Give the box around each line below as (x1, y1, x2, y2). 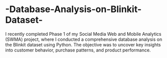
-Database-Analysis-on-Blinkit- (5, 4, 142, 15)
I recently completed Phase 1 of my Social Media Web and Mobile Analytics (5, 31, 161, 37)
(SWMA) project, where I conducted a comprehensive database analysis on (5, 36, 162, 42)
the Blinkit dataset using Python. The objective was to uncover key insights (5, 41, 161, 47)
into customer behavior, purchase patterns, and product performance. (5, 47, 151, 53)
